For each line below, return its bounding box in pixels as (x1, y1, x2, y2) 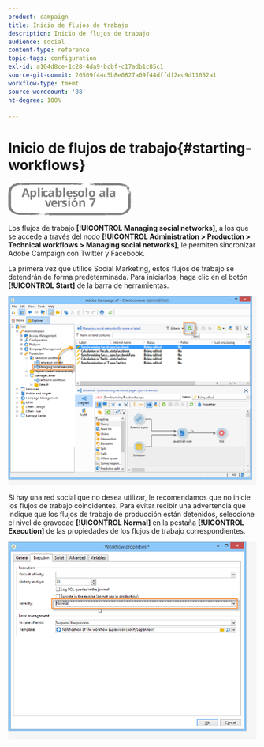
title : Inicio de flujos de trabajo (8, 21, 128, 29)
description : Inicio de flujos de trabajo (8, 29, 150, 37)
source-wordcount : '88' (8, 88, 87, 96)
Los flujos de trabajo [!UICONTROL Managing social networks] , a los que (8, 224, 249, 233)
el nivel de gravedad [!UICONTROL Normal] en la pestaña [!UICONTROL (8, 518, 244, 527)
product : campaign (8, 13, 69, 21)
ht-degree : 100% (8, 96, 61, 104)
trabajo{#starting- (128, 139, 252, 157)
